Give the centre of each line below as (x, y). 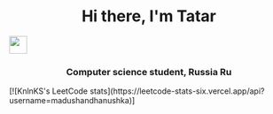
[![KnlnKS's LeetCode (49, 91)
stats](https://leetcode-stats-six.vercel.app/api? (177, 91)
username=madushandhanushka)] (72, 101)
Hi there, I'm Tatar (149, 16)
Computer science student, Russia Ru (149, 72)
